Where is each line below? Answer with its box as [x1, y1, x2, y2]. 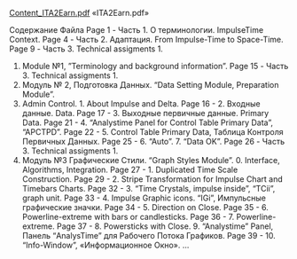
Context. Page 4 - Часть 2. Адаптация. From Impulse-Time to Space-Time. [9, 35, 284, 44]
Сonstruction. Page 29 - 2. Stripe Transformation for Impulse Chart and [21, 174, 283, 184]
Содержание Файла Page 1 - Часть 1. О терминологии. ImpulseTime [9, 25, 264, 35]
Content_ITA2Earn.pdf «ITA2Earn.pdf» [9, 8, 149, 18]
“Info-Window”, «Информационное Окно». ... [21, 239, 190, 250]
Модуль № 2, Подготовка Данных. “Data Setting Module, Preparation [21, 80, 279, 90]
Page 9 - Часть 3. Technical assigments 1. [9, 43, 164, 54]
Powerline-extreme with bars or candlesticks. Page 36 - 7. [21, 212, 235, 222]
